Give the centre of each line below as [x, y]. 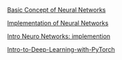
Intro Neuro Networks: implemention [59, 36]
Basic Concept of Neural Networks [57, 10]
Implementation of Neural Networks [58, 23]
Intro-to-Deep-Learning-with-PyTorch [61, 49]
